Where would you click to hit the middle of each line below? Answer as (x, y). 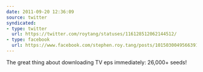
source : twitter (27, 17)
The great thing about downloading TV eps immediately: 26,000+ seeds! (97, 62)
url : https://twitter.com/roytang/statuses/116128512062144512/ (94, 34)
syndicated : (21, 23)
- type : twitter (27, 28)
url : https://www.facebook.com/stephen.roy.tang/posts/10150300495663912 (106, 46)
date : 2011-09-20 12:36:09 (40, 12)
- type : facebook (28, 40)
